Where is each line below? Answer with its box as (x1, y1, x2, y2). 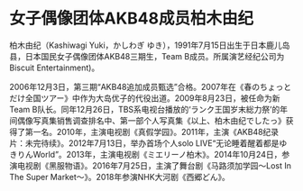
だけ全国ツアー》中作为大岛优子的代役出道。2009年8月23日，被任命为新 (9, 92, 280, 104)
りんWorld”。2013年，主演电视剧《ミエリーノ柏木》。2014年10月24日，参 (16, 149, 290, 159)
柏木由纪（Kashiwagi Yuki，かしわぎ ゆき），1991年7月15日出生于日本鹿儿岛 (9, 40, 290, 50)
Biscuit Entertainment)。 (9, 62, 100, 73)
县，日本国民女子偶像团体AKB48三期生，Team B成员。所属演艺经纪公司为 (9, 50, 285, 61)
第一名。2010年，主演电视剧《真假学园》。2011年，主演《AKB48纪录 (24, 126, 280, 137)
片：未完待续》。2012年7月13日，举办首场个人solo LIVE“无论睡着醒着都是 (9, 137, 280, 149)
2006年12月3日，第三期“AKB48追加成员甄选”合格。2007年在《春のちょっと (9, 81, 291, 92)
